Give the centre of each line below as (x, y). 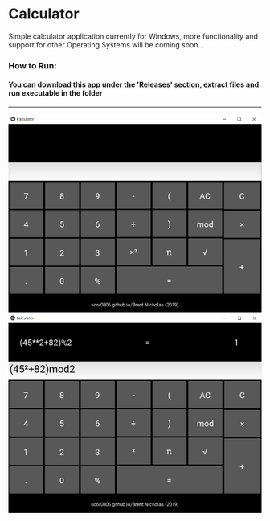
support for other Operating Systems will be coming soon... (106, 44)
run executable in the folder (55, 93)
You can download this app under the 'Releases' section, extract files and (134, 84)
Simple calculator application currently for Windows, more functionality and (133, 36)
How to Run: (33, 65)
